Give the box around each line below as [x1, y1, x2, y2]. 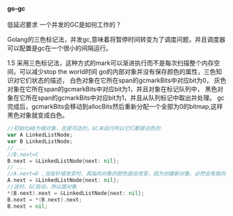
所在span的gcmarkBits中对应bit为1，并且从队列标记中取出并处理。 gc [25, 93, 225, 102]
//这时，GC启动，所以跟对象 [7, 183, 77, 190]
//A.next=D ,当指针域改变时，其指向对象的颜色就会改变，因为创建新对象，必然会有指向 [7, 170, 226, 178]
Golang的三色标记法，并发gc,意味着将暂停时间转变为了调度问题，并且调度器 [7, 36, 226, 44]
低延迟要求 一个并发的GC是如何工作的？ [7, 20, 122, 29]
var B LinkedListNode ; [7, 138, 73, 145]
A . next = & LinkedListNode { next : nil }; [7, 177, 120, 184]
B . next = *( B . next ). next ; [7, 196, 82, 203]
